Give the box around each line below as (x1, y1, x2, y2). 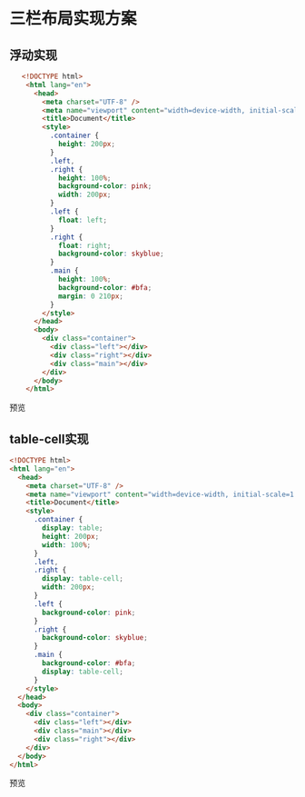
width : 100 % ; (42, 540, 92, 550)
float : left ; (57, 215, 107, 224)
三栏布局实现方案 (9, 8, 138, 29)
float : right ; (57, 241, 112, 250)
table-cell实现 (9, 431, 89, 446)
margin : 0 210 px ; (57, 292, 124, 301)
